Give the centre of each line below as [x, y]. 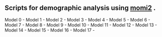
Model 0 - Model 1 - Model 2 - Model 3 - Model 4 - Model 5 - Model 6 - [78, 19]
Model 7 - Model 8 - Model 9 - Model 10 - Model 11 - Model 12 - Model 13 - [81, 25]
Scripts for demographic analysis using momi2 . [80, 8]
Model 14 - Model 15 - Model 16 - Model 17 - [50, 30]
